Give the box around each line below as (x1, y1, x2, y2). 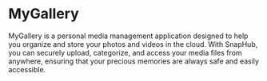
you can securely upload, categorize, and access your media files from (8, 48, 242, 57)
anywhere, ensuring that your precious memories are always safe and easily (8, 56, 260, 66)
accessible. (8, 64, 46, 74)
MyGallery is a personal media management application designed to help (8, 31, 249, 40)
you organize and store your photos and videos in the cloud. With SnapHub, (8, 39, 258, 48)
